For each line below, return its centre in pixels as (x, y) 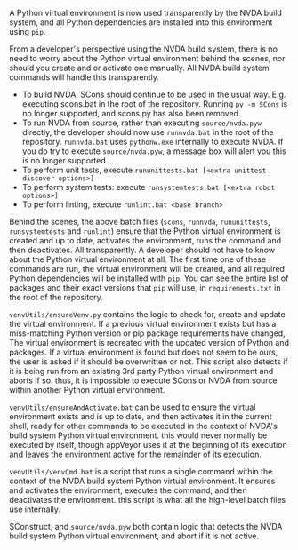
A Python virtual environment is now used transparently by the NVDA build (146, 13)
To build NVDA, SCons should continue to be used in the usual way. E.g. (154, 94)
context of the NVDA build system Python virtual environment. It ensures (142, 481)
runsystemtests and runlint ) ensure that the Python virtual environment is (145, 231)
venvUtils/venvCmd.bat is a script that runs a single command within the (141, 471)
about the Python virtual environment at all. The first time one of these (138, 259)
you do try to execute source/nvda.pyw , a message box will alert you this (154, 151)
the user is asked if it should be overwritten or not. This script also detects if (149, 362)
